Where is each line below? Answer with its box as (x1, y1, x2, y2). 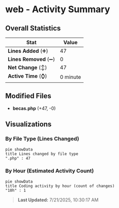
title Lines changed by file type (5, 151, 79, 156)
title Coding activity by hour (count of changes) (5, 183, 115, 189)
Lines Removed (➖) (8, 56, 55, 63)
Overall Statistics (5, 24, 61, 33)
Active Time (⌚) (8, 73, 47, 79)
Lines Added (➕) (8, 47, 48, 54)
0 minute (59, 73, 81, 80)
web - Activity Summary (5, 4, 110, 15)
